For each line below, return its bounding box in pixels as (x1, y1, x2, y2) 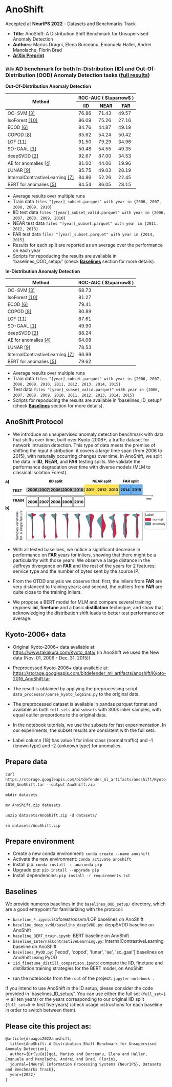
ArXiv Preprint (12, 52, 45, 59)
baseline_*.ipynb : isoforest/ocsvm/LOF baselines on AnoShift (12, 916, 144, 922)
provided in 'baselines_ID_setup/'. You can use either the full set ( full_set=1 (5, 991, 166, 997)
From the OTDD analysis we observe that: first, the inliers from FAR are (12, 578, 162, 584)
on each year (12, 247, 41, 254)
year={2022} (10, 1072, 36, 1077)
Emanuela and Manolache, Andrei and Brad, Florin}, (5, 1057, 118, 1062)
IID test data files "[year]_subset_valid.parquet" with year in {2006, (12, 209, 166, 215)
